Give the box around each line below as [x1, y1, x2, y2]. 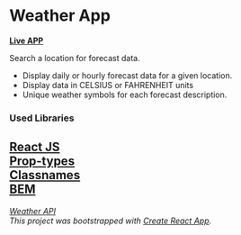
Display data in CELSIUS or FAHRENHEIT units [22, 79, 194, 90]
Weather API [9, 205, 57, 216]
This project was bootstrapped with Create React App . [9, 215, 212, 226]
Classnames [9, 167, 81, 183]
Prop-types [9, 154, 75, 169]
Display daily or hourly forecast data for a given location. [22, 69, 233, 81]
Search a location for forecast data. [9, 52, 141, 63]
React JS [9, 140, 60, 155]
